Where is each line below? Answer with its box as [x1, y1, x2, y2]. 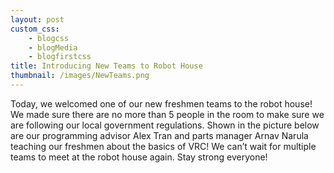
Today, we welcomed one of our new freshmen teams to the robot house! [10, 97, 313, 110]
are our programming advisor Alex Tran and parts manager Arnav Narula [10, 129, 309, 141]
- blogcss [28, 33, 70, 43]
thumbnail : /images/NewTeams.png [10, 71, 150, 81]
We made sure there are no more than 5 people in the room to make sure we [10, 108, 325, 120]
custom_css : [10, 24, 60, 34]
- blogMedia [28, 42, 78, 53]
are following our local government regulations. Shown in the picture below [10, 119, 320, 131]
